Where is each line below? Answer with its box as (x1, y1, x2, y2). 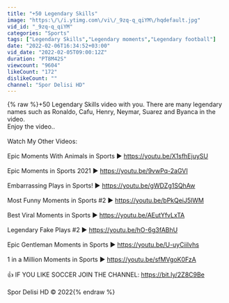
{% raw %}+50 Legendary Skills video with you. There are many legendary (7, 100, 223, 108)
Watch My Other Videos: (7, 137, 78, 146)
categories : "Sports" (7, 29, 70, 37)
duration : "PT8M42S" (7, 56, 68, 63)
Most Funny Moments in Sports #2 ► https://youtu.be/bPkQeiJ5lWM (7, 196, 204, 205)
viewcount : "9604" (7, 62, 61, 69)
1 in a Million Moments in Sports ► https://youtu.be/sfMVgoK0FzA (7, 255, 196, 264)
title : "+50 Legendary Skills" (7, 10, 98, 17)
